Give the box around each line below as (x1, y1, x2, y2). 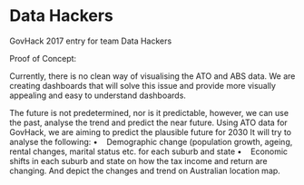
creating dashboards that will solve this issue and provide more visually (9, 80, 277, 91)
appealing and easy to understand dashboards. (9, 90, 186, 101)
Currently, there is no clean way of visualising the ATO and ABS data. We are (9, 70, 296, 82)
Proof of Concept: (9, 53, 77, 63)
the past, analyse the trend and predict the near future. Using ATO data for (9, 117, 288, 128)
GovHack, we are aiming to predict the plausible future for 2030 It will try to (9, 126, 292, 137)
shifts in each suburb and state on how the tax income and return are (9, 155, 268, 166)
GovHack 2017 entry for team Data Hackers (9, 35, 172, 46)
